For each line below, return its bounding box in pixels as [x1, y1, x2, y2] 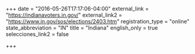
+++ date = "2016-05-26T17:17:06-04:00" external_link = [5, 5, 149, 12]
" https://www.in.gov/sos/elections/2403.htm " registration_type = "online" [5, 18, 190, 25]
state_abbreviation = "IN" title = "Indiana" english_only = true [5, 24, 159, 31]
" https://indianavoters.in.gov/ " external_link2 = [5, 11, 123, 19]
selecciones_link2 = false [5, 31, 69, 38]
